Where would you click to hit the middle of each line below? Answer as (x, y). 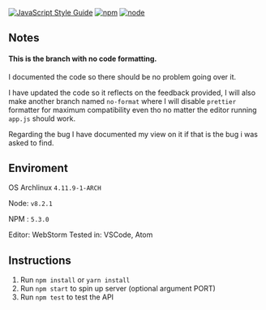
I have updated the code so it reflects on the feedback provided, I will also (132, 93)
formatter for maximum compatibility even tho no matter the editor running (133, 110)
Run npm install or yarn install (75, 280)
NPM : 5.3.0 (29, 219)
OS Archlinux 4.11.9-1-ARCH (55, 187)
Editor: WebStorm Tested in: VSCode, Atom (81, 235)
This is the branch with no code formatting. (83, 58)
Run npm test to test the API (67, 297)
